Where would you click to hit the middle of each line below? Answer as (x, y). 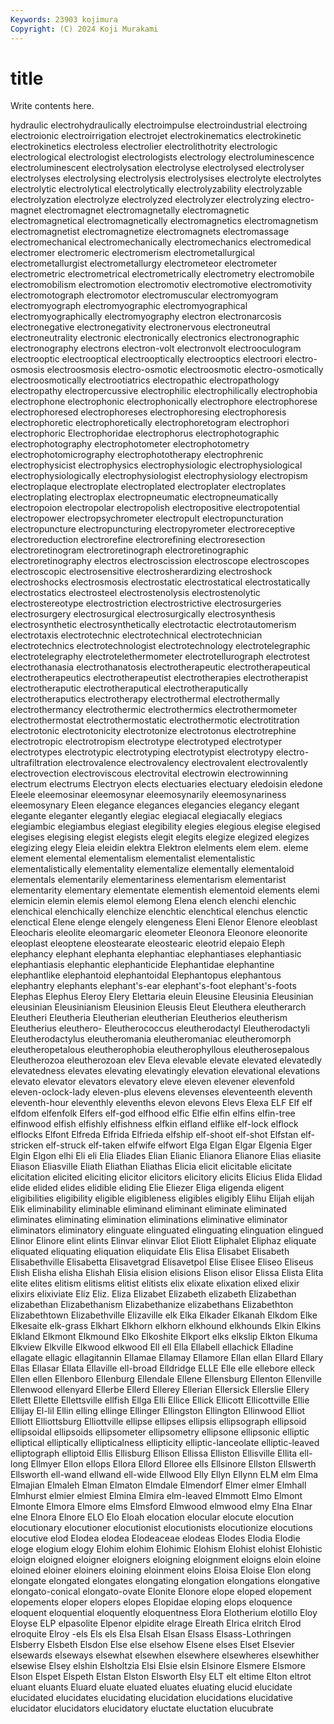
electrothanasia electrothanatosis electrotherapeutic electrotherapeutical (160, 667)
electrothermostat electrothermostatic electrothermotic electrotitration (155, 720)
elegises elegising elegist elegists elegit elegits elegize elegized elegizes (160, 837)
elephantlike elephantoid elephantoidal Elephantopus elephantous (146, 975)
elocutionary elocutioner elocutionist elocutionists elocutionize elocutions (161, 1528)
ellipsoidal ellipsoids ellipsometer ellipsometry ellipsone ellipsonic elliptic (160, 1432)
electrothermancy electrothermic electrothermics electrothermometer (154, 710)
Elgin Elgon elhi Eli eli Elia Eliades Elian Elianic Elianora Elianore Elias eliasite (166, 1156)
